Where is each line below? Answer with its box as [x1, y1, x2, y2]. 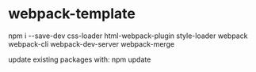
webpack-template [8, 5, 136, 23]
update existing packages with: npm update [8, 55, 151, 64]
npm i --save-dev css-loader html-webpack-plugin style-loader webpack [8, 31, 248, 40]
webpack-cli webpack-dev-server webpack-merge [8, 39, 175, 48]
